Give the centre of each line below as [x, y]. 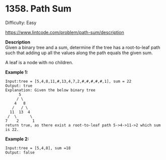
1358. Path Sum [38, 9]
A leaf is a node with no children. [39, 62]
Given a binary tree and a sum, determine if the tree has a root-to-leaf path [83, 47]
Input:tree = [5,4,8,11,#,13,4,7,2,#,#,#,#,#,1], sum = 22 [68, 81]
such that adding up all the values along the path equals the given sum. [79, 53]
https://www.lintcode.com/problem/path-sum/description [65, 32]
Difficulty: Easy [21, 23]
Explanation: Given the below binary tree [50, 90]
